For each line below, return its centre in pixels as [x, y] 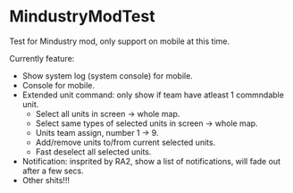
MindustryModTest [82, 17]
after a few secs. [53, 171]
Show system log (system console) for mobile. [108, 76]
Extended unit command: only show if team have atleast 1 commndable [153, 95]
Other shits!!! [46, 180]
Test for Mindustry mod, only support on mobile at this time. [120, 41]
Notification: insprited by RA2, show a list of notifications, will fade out [151, 161]
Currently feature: [42, 58]
